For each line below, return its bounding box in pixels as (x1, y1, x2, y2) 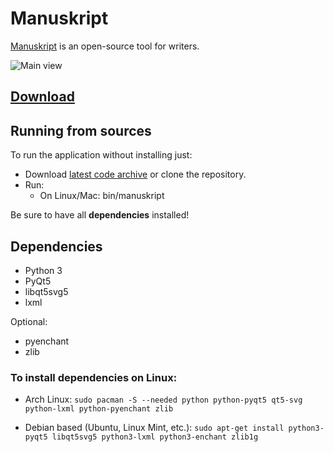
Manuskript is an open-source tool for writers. (10, 40, 200, 52)
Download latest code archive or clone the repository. (24, 168, 247, 181)
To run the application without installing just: (10, 149, 193, 161)
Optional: (10, 315, 48, 327)
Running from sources (10, 122, 152, 139)
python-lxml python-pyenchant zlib (24, 404, 174, 414)
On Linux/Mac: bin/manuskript (39, 190, 165, 202)
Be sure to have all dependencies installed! (10, 209, 190, 221)
